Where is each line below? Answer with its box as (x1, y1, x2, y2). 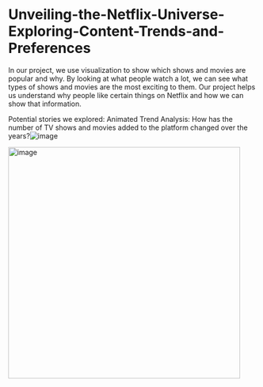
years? (8, 131, 30, 140)
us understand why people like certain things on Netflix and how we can (8, 90, 244, 100)
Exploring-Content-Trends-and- (8, 22, 224, 40)
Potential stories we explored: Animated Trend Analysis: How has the (8, 114, 234, 123)
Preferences (8, 40, 91, 57)
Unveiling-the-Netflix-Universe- (8, 6, 225, 24)
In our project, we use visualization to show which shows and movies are (8, 65, 246, 74)
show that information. (8, 99, 82, 108)
